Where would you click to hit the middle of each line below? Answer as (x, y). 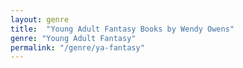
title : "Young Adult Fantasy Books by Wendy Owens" (122, 29)
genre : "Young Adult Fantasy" (73, 38)
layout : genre (40, 19)
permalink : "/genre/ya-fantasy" (77, 47)
